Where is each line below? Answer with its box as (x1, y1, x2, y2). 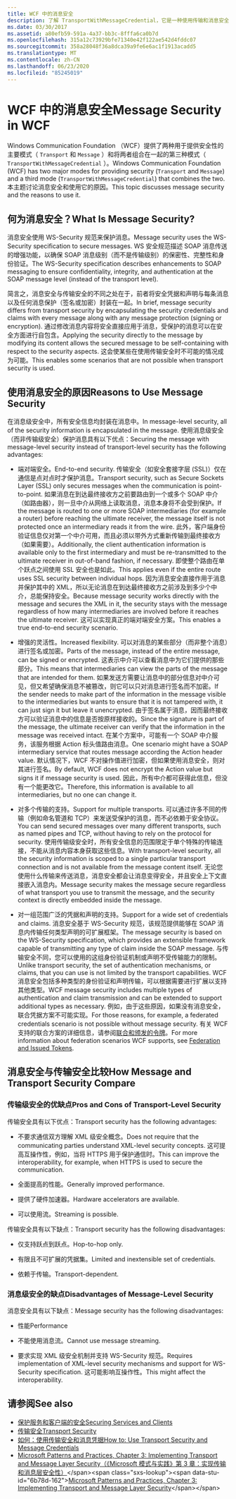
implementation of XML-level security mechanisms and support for (17, 1359, 211, 1368)
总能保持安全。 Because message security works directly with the (29, 592, 219, 600)
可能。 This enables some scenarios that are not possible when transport (13, 356, 223, 365)
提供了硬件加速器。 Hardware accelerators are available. (17, 1194, 180, 1203)
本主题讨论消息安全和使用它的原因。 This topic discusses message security (7, 183, 225, 191)
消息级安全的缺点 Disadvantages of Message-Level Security (7, 1289, 214, 1299)
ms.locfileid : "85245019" (7, 69, 83, 76)
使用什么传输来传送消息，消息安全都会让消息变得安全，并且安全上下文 (17, 871, 221, 880)
